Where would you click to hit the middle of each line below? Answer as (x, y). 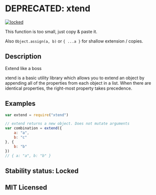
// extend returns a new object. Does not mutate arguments (68, 124)
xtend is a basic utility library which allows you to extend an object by (75, 78)
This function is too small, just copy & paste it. (51, 31)
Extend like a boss (23, 68)
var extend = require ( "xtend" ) (37, 115)
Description (23, 57)
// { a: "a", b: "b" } (28, 156)
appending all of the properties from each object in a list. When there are (78, 83)
